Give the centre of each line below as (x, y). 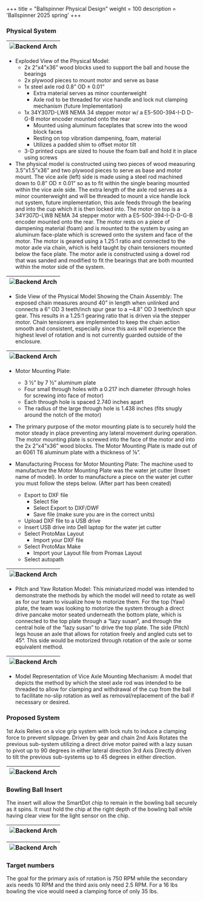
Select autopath (44, 559)
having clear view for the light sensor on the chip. (68, 815)
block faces (48, 132)
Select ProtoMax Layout (54, 534)
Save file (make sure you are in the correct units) (94, 515)
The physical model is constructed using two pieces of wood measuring (105, 164)
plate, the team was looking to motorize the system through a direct (99, 609)
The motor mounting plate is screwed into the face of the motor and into (105, 440)
